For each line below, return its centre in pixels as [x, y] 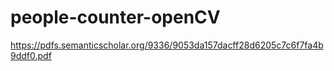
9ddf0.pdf [31, 55]
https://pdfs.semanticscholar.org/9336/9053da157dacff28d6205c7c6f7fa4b [167, 45]
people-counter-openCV [115, 17]
